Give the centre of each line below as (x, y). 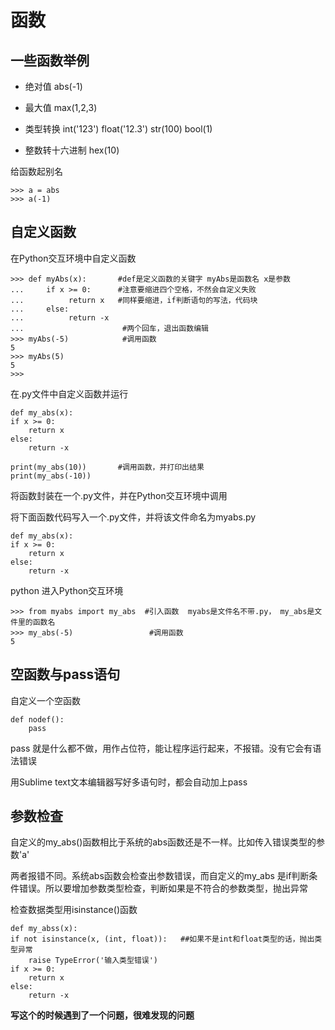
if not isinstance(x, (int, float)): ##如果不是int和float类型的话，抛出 (162, 939)
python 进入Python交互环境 (67, 590)
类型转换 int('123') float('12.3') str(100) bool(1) (118, 129)
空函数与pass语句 (65, 674)
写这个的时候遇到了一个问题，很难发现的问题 (102, 1015)
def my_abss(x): (44, 929)
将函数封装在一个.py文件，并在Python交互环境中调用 (119, 495)
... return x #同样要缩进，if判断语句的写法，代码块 (134, 300)
